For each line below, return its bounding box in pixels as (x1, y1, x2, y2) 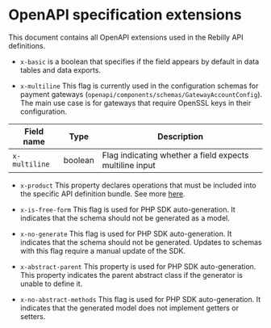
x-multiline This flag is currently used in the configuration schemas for (19, 81, 259, 90)
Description (156, 131, 204, 142)
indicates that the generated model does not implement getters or (19, 303, 240, 313)
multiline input (102, 159, 156, 170)
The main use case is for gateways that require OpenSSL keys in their (19, 98, 252, 107)
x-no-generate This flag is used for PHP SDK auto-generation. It (19, 229, 232, 238)
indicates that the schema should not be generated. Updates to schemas (19, 237, 262, 247)
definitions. (8, 40, 46, 50)
